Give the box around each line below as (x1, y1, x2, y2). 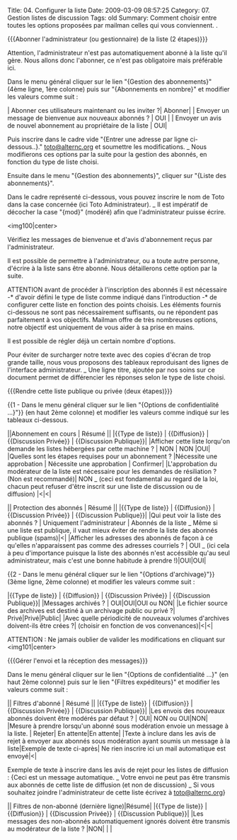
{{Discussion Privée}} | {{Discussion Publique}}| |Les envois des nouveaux (7, 707, 225, 715)
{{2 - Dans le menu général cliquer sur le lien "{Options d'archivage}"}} (7, 570, 215, 578)
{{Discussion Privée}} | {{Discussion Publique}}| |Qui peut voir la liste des (7, 511, 221, 519)
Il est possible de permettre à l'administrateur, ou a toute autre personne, (7, 257, 220, 265)
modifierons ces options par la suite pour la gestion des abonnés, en (7, 150, 207, 158)
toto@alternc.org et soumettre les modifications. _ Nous (43, 143, 207, 151)
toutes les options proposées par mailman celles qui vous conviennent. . (7, 21, 218, 29)
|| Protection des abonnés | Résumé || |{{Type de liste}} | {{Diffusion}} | (7, 504, 216, 512)
